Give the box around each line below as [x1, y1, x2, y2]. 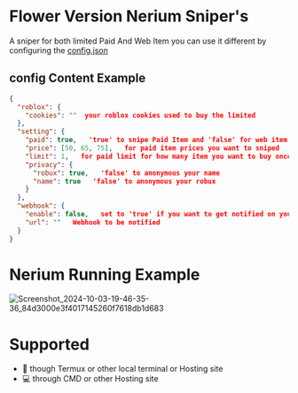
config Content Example [9, 71, 146, 86]
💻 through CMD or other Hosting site [21, 373, 159, 384]
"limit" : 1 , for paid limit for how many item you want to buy [25, 152, 272, 161]
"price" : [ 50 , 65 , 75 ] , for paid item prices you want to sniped [25, 144, 280, 153]
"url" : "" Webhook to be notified [25, 217, 161, 227]
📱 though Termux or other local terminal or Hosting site [21, 364, 223, 374]
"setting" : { [17, 127, 66, 137]
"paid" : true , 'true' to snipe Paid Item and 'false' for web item [25, 136, 288, 145]
